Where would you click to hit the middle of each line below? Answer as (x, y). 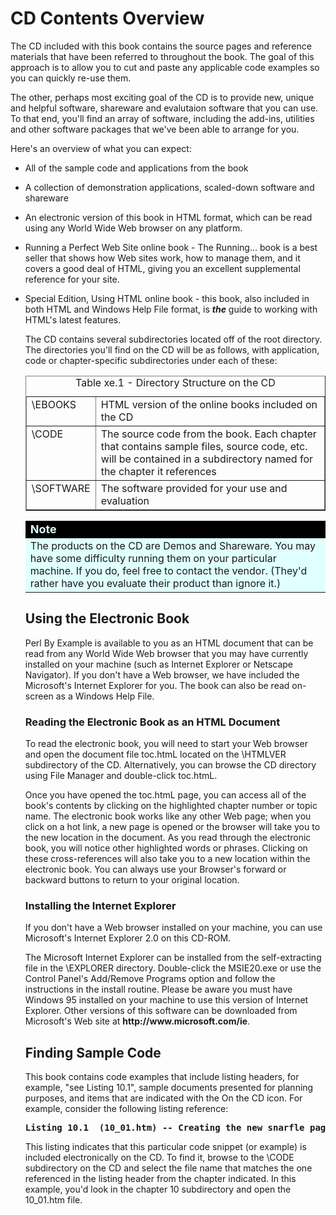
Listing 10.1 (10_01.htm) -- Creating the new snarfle (164, 1128)
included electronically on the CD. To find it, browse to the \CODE (159, 1158)
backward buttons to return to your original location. (132, 880)
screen (39, 696)
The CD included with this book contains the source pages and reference (161, 46)
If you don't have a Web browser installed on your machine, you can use (173, 928)
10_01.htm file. (53, 1200)
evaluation (125, 500)
